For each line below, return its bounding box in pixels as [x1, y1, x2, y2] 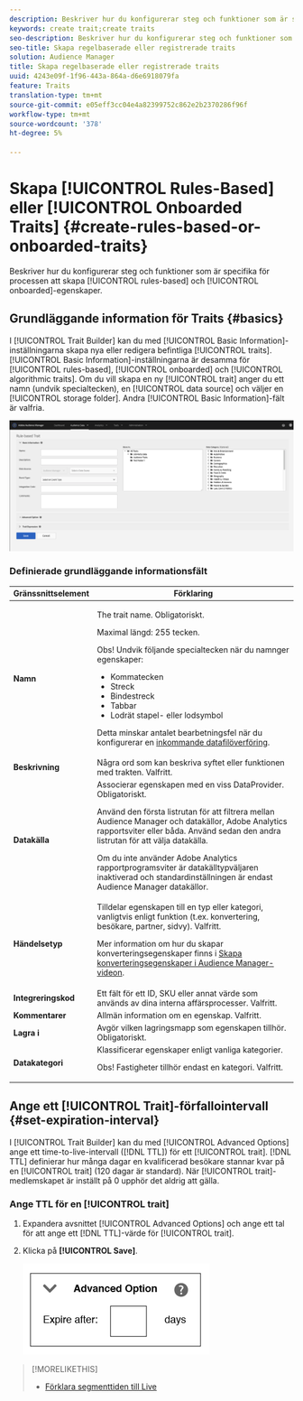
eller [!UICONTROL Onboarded [9, 198, 243, 218]
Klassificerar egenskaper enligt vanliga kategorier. [96, 1044, 284, 1055]
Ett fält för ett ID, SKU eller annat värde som [96, 988, 259, 998]
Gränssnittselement [13, 588, 90, 599]
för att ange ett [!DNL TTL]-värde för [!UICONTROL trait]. [22, 1228, 234, 1239]
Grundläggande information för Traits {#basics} [9, 311, 284, 327]
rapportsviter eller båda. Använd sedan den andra [96, 826, 281, 837]
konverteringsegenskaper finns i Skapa [96, 948, 243, 959]
